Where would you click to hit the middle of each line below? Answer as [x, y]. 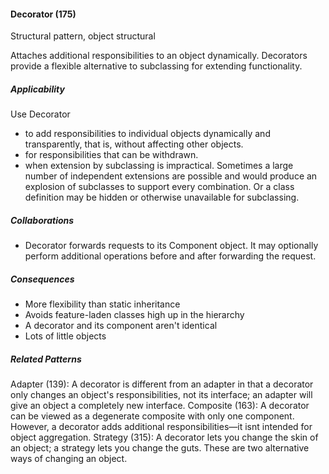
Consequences [42, 279]
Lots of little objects [65, 336]
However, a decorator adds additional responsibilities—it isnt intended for [161, 427]
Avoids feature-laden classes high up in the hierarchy [134, 315]
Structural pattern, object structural [83, 36]
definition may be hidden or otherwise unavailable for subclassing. [162, 197]
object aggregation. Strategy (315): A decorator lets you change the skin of [164, 437]
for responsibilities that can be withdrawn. [111, 155]
